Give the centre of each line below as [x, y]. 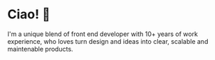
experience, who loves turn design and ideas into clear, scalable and [108, 41]
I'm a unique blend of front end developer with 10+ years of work [103, 34]
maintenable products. [40, 49]
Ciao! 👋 [29, 14]
